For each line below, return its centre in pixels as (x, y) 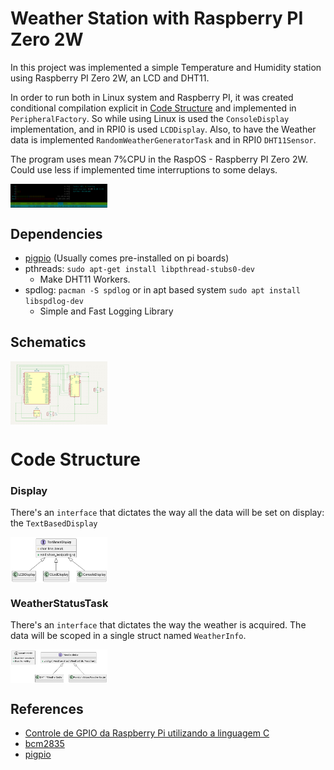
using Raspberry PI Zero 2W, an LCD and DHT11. (110, 78)
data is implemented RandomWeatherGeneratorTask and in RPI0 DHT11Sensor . (163, 139)
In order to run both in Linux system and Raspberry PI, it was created (152, 97)
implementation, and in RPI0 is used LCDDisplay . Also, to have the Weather (163, 129)
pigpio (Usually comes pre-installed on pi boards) (127, 258)
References (47, 709)
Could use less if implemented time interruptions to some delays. (144, 169)
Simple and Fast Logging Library (106, 311)
